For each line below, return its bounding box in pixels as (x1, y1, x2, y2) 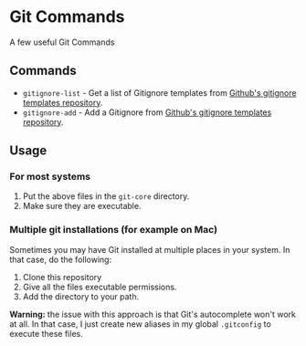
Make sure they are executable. (22, 201, 142, 212)
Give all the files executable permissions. (22, 281, 177, 292)
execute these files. (9, 328, 84, 339)
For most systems (9, 171, 91, 183)
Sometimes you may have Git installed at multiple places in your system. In (9, 244, 290, 255)
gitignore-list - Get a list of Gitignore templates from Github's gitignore (22, 87, 297, 98)
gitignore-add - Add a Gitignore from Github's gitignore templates (22, 107, 272, 118)
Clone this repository (22, 271, 102, 282)
